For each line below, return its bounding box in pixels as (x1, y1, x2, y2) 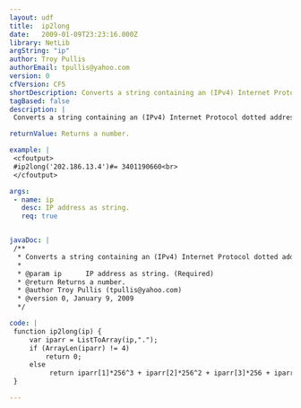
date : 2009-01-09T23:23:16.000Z (9, 30, 139, 39)
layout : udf (9, 13, 54, 22)
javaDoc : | (9, 236, 50, 245)
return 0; (45, 352, 82, 361)
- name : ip (13, 195, 54, 204)
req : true (21, 212, 58, 221)
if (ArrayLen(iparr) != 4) (29, 343, 130, 352)
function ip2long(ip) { (13, 326, 102, 336)
